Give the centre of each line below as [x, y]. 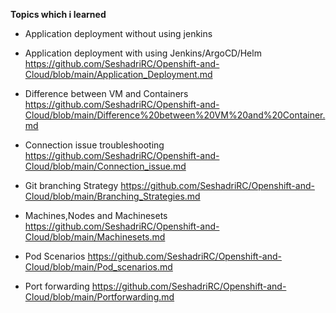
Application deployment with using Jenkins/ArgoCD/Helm [143, 53]
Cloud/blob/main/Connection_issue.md [105, 166]
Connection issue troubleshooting [94, 145]
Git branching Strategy [71, 185]
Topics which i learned [58, 14]
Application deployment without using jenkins [118, 33]
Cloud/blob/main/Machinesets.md [95, 237]
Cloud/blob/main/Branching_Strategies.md [112, 196]
